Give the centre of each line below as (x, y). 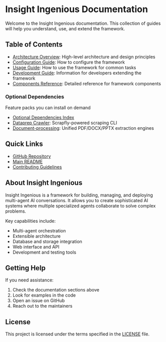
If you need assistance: (30, 280)
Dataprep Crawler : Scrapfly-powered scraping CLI (65, 123)
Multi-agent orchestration (39, 230)
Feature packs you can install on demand (48, 108)
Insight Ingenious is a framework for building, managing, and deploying (79, 195)
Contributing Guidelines (37, 167)
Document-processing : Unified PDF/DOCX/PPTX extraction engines (83, 128)
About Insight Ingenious (44, 183)
